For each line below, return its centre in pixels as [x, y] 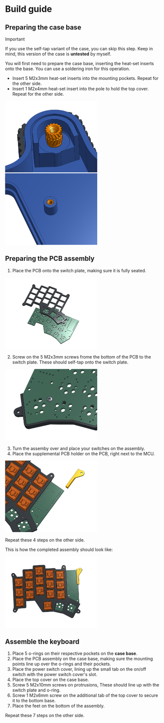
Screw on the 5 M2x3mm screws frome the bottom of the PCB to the [82, 357]
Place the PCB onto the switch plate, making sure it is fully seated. [79, 270]
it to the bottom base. [34, 701]
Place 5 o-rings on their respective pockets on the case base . [75, 653]
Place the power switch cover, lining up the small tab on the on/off [79, 669]
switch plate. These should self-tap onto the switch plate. [70, 362]
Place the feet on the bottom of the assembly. [58, 706]
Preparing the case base [43, 27]
